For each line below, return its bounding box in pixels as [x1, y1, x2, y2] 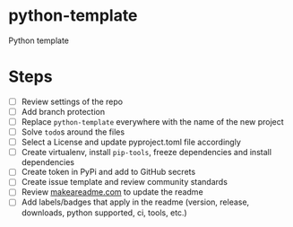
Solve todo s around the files [21, 127, 125, 137]
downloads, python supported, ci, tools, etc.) [21, 207, 187, 218]
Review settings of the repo [21, 96, 123, 107]
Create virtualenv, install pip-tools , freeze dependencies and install [21, 147, 272, 158]
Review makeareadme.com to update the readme [21, 187, 203, 197]
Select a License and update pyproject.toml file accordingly [21, 136, 241, 148]
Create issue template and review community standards [21, 177, 228, 188]
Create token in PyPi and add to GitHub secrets [21, 167, 196, 178]
